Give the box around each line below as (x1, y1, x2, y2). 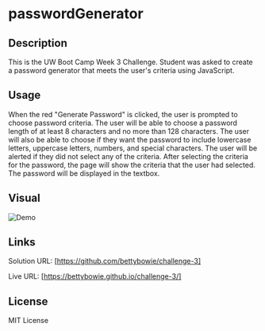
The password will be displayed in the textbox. (8, 168, 160, 178)
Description (8, 36, 67, 50)
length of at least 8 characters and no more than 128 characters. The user (8, 126, 250, 135)
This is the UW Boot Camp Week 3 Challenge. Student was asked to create (8, 57, 253, 67)
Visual (8, 192, 41, 205)
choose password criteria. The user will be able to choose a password (8, 118, 238, 127)
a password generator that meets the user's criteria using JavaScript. (8, 66, 235, 75)
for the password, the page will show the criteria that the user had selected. (8, 160, 255, 169)
